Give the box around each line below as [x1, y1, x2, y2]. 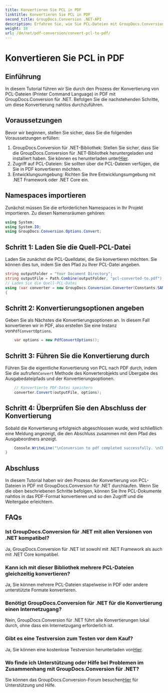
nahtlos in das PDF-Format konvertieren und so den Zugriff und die [5, 493, 143, 500]
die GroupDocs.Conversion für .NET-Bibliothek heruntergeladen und [12, 150, 153, 156]
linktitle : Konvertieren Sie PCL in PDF [5, 12, 91, 17]
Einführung [5, 72, 41, 81]
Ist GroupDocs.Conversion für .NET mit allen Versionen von [5, 528, 152, 535]
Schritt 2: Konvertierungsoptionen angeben [5, 304, 144, 312]
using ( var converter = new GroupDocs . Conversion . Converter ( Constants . [5, 285, 157, 290]
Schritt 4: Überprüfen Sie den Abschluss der [5, 404, 146, 413]
